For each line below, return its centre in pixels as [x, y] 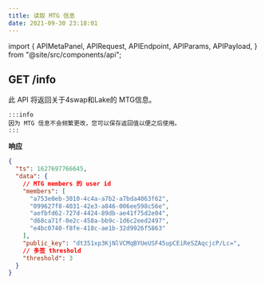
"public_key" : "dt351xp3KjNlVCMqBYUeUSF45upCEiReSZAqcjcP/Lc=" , [132, 243]
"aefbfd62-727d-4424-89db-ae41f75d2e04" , [99, 214]
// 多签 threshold [52, 250]
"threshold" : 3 [48, 258]
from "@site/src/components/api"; [65, 54]
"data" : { [32, 177]
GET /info [32, 80]
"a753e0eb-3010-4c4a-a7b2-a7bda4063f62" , [99, 198]
